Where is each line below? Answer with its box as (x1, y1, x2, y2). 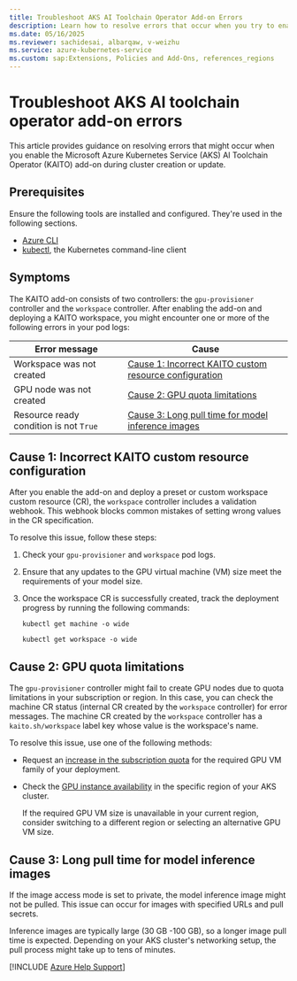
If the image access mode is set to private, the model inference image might (9, 890, 286, 900)
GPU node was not (13, 382, 91, 395)
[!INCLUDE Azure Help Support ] (9, 962, 126, 972)
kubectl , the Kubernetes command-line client (21, 244, 187, 255)
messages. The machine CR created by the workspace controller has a (9, 711, 263, 722)
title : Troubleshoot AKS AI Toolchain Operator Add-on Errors (9, 12, 243, 22)
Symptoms (9, 270, 71, 285)
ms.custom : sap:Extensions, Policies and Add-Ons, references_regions (9, 54, 275, 63)
